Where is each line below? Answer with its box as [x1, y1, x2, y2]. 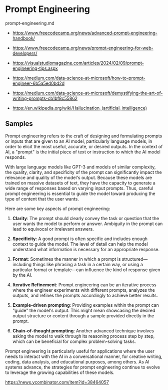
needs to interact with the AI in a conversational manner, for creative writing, [5, 353, 162, 359]
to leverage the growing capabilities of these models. [5, 369, 114, 375]
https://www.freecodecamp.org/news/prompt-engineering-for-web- [12, 45, 153, 51]
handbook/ [12, 35, 35, 41]
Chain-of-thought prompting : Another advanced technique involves [12, 327, 154, 334]
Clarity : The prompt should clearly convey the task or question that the [12, 215, 159, 221]
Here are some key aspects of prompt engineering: [5, 206, 110, 212]
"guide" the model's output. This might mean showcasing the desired [12, 307, 155, 313]
